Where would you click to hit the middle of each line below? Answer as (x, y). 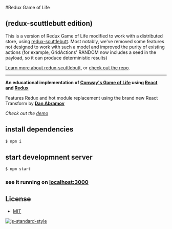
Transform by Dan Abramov (35, 103)
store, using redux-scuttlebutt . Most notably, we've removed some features (85, 41)
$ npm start (18, 169)
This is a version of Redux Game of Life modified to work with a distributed (84, 36)
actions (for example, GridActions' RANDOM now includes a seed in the (81, 52)
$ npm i (14, 141)
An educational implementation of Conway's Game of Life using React (81, 82)
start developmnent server (49, 157)
